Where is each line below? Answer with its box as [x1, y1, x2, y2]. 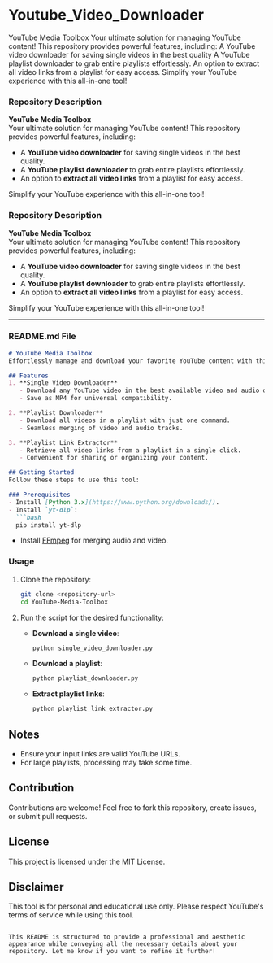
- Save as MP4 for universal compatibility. [19, 394, 173, 403]
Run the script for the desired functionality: [19, 612, 164, 622]
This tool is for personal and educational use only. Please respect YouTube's [8, 901, 264, 912]
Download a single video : [32, 628, 119, 638]
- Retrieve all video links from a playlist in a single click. [19, 446, 242, 455]
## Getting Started [8, 468, 75, 477]
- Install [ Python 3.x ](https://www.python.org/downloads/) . [8, 498, 220, 506]
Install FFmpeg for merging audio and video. [19, 535, 169, 546]
